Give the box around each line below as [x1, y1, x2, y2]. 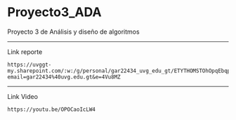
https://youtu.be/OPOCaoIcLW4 [7, 106, 96, 113]
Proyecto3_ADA [7, 4, 102, 20]
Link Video [7, 92, 39, 100]
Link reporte [7, 47, 43, 56]
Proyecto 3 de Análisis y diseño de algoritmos [7, 27, 140, 36]
